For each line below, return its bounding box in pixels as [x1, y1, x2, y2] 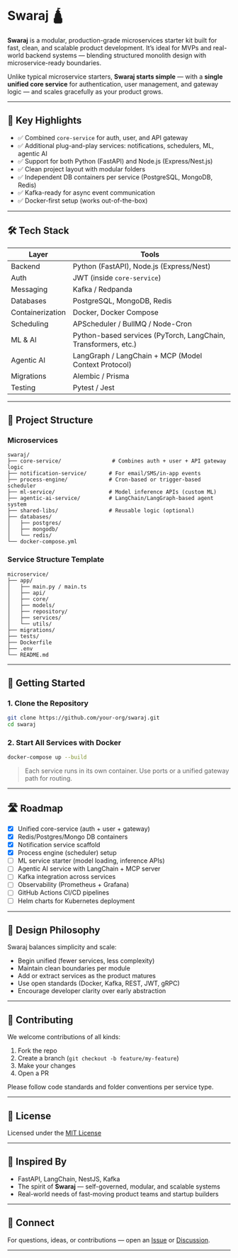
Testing [11, 382, 36, 392]
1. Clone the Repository [7, 698, 89, 708]
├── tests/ [7, 633, 40, 640]
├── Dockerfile [7, 639, 52, 646]
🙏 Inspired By [7, 1156, 67, 1168]
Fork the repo [17, 1046, 58, 1055]
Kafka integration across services [17, 873, 116, 881]
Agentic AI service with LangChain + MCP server [17, 864, 161, 873]
